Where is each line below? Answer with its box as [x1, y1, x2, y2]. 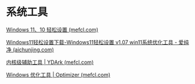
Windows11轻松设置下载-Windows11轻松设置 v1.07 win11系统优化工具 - [6, 38, 178, 46]
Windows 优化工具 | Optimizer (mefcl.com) [6, 71, 111, 78]
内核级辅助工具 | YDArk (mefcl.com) [6, 59, 94, 66]
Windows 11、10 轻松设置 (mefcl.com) [6, 26, 99, 33]
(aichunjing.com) [12, 46, 55, 53]
